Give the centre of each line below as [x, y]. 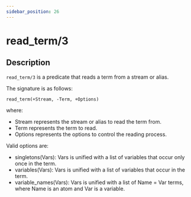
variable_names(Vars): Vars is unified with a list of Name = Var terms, [99, 182]
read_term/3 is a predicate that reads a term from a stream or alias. [88, 77]
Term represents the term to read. [56, 128]
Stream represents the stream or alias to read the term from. [88, 121]
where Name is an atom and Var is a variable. [70, 188]
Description [28, 63]
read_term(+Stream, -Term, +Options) [53, 99]
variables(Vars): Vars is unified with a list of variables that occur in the [100, 170]
